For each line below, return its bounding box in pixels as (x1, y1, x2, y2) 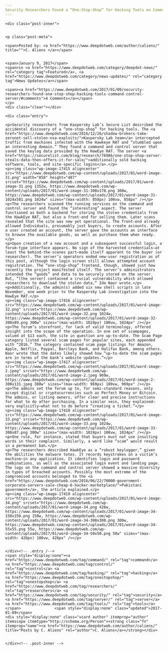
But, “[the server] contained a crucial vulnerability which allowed (5, 276, 153, 281)
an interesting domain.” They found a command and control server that (5, 144, 157, 149)
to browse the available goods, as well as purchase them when (5, 232, 140, 237)
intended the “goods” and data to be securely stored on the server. (5, 272, 153, 277)
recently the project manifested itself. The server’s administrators (5, 267, 155, 272)
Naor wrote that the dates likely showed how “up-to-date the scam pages (5, 351, 162, 356)
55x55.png (5, 526, 26, 531)
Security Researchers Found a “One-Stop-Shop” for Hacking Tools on (5, 7, 151, 13)
